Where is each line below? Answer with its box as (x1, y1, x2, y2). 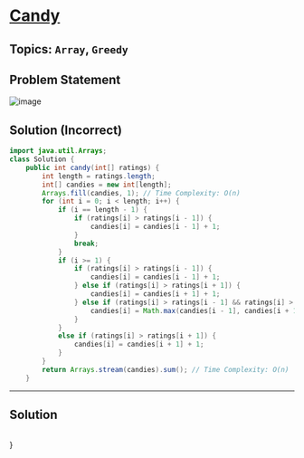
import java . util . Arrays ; (9, 147, 107, 156)
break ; (73, 239, 100, 248)
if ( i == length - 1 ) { (57, 205, 147, 215)
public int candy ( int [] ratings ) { (25, 163, 160, 172)
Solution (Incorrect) (9, 122, 123, 138)
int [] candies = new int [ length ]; (42, 180, 172, 189)
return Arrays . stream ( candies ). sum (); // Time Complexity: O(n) (42, 365, 290, 374)
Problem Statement (9, 72, 121, 87)
